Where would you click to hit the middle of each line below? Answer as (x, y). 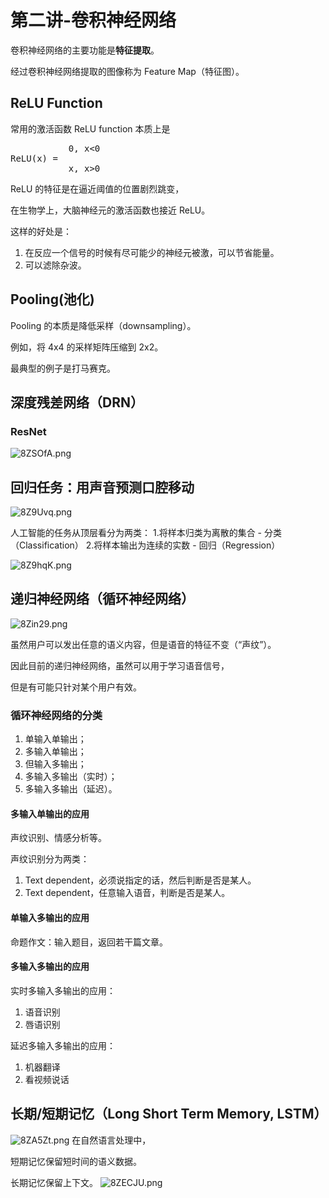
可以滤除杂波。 (55, 265)
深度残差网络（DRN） (77, 402)
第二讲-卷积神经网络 (93, 20)
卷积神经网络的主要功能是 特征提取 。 (85, 50)
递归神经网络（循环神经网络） (102, 599)
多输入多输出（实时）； (71, 777)
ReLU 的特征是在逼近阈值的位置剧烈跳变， (97, 188)
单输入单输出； (55, 739)
